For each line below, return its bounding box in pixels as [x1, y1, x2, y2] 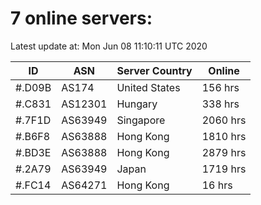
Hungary [116, 97, 158, 111]
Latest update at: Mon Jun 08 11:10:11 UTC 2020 [10, 40, 208, 52]
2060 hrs [201, 113, 247, 127]
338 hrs [201, 97, 240, 111]
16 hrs [201, 178, 233, 192]
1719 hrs [201, 162, 247, 176]
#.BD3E [15, 145, 52, 159]
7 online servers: [10, 7, 153, 30]
